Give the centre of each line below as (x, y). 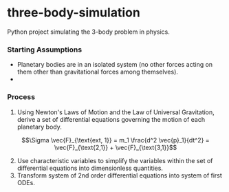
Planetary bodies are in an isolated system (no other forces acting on (115, 65)
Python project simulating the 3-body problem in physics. (88, 32)
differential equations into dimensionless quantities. (90, 168)
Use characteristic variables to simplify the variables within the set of (115, 160)
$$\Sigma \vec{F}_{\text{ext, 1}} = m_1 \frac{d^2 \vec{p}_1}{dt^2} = (116, 140)
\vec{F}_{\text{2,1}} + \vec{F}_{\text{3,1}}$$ (116, 147)
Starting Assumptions (45, 50)
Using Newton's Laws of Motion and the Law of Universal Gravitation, (116, 112)
